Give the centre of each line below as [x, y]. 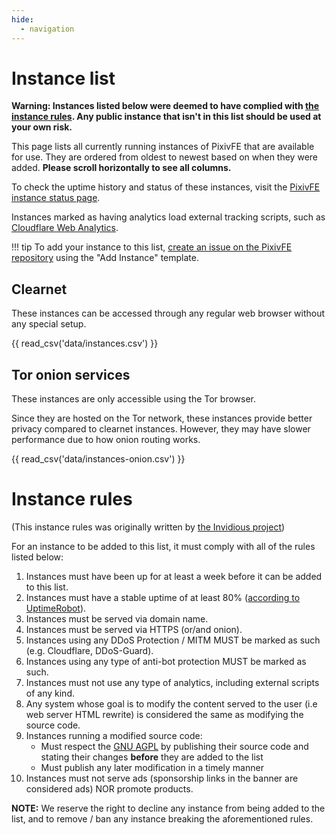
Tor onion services [71, 374]
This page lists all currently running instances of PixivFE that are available [163, 147]
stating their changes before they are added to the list [152, 757]
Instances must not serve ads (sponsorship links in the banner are [162, 778]
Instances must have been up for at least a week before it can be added [174, 576]
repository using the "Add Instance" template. [105, 258]
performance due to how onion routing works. [106, 440]
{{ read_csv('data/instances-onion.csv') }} [98, 459]
